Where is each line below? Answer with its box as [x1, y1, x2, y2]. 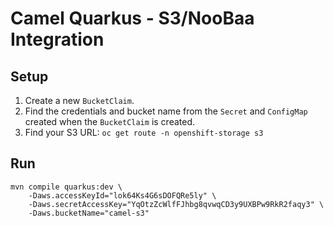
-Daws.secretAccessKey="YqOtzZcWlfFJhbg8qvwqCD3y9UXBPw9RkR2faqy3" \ [28, 199, 325, 209]
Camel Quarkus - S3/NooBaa [10, 7, 255, 30]
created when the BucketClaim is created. [24, 116, 195, 127]
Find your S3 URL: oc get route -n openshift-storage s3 [24, 127, 264, 138]
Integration [10, 28, 105, 51]
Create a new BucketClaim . [24, 95, 135, 106]
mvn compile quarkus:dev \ [10, 182, 123, 192]
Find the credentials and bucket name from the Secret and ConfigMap [24, 105, 308, 117]
